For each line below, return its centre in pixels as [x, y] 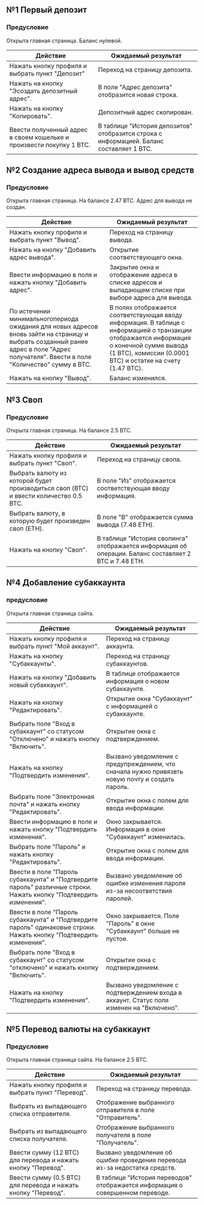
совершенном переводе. [133, 1193]
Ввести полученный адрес [49, 129]
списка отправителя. [40, 1114]
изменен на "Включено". [143, 1008]
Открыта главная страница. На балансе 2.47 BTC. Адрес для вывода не [99, 201]
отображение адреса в [143, 275]
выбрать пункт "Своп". [43, 463]
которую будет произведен [50, 521]
